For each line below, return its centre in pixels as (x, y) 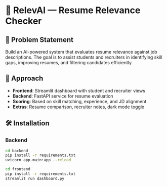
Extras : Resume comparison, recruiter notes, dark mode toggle (78, 107)
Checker (24, 21)
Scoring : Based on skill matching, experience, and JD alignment (79, 101)
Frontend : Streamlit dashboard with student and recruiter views (79, 90)
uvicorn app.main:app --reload (38, 160)
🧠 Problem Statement (39, 40)
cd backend (17, 151)
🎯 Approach (24, 79)
